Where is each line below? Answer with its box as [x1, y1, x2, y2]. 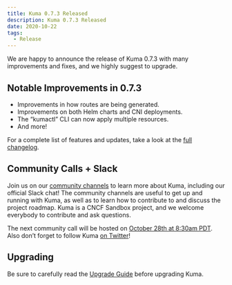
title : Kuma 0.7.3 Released [7, 10, 88, 17]
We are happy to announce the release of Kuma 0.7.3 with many [7, 55, 188, 63]
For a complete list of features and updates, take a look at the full [7, 135, 193, 144]
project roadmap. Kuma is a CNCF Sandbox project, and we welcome [7, 203, 204, 211]
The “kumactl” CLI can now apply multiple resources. [17, 115, 169, 123]
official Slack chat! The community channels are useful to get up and [7, 188, 203, 197]
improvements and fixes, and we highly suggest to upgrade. [7, 62, 178, 70]
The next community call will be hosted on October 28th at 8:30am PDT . [7, 224, 213, 232]
